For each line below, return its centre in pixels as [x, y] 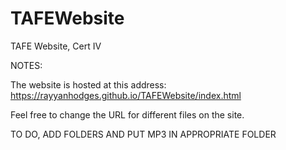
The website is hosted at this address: [88, 84]
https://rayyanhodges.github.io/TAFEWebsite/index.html [126, 95]
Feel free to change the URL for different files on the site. [127, 114]
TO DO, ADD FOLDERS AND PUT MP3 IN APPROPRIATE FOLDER [143, 134]
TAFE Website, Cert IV [56, 46]
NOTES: [26, 65]
